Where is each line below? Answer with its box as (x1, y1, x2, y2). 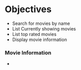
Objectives (5, 4, 52, 15)
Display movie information (12, 37, 67, 43)
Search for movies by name (12, 20, 70, 26)
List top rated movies (12, 31, 57, 37)
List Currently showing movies (12, 25, 76, 31)
